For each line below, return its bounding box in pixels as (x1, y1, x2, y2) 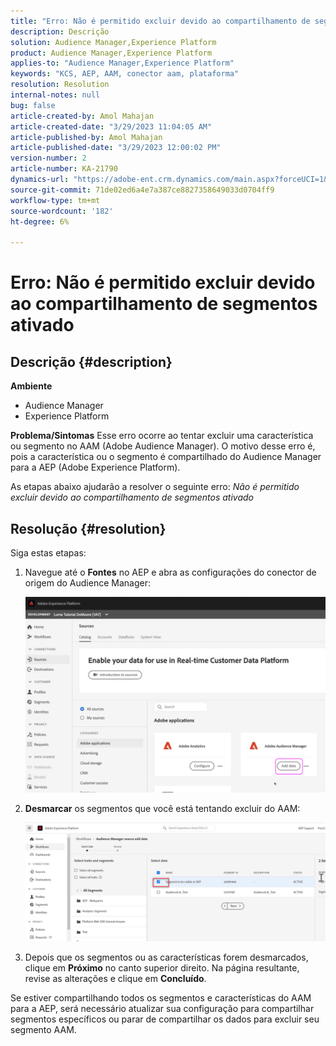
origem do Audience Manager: (24, 576, 151, 589)
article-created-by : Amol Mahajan (10, 111, 155, 121)
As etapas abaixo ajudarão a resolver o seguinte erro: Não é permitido (10, 481, 300, 493)
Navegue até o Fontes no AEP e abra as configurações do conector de (24, 566, 317, 578)
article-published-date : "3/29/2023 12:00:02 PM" (10, 143, 222, 153)
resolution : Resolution (10, 80, 110, 90)
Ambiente (10, 380, 53, 392)
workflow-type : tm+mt (10, 195, 101, 205)
